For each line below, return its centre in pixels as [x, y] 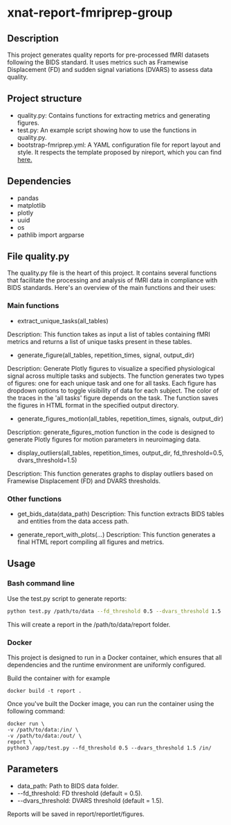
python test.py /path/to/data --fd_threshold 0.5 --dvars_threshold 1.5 [114, 611]
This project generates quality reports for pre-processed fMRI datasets [108, 55]
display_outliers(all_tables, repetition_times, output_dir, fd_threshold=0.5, [120, 453]
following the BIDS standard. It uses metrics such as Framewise [98, 62]
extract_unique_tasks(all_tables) [63, 320]
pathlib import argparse [51, 235]
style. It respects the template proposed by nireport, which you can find [119, 152]
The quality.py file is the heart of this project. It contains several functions [112, 273]
